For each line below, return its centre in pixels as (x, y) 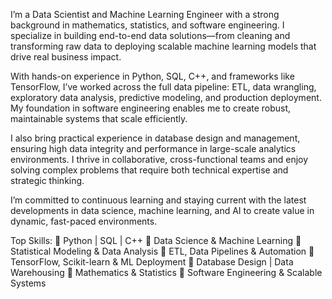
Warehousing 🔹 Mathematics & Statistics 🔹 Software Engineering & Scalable (166, 272)
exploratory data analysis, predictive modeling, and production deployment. (166, 97)
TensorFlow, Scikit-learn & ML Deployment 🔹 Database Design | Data (152, 262)
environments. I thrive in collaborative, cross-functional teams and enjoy (159, 159)
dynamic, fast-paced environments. (84, 221)
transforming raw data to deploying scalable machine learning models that (163, 46)
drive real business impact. (66, 57)
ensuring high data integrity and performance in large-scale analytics (153, 148)
